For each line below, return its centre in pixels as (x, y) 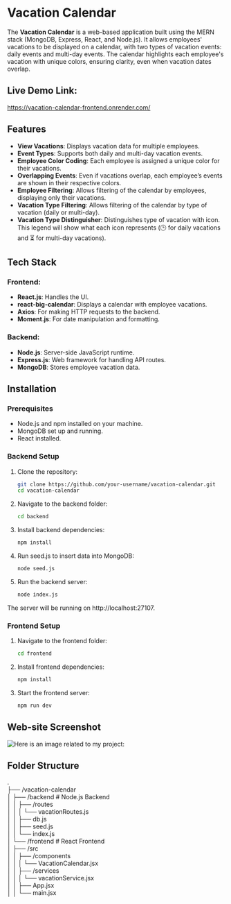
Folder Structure (43, 766)
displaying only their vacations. (62, 197)
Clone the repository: (47, 471)
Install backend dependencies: (61, 530)
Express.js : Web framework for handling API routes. (91, 359)
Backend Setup (34, 457)
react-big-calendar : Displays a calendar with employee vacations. (112, 305)
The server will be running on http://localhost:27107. (81, 608)
